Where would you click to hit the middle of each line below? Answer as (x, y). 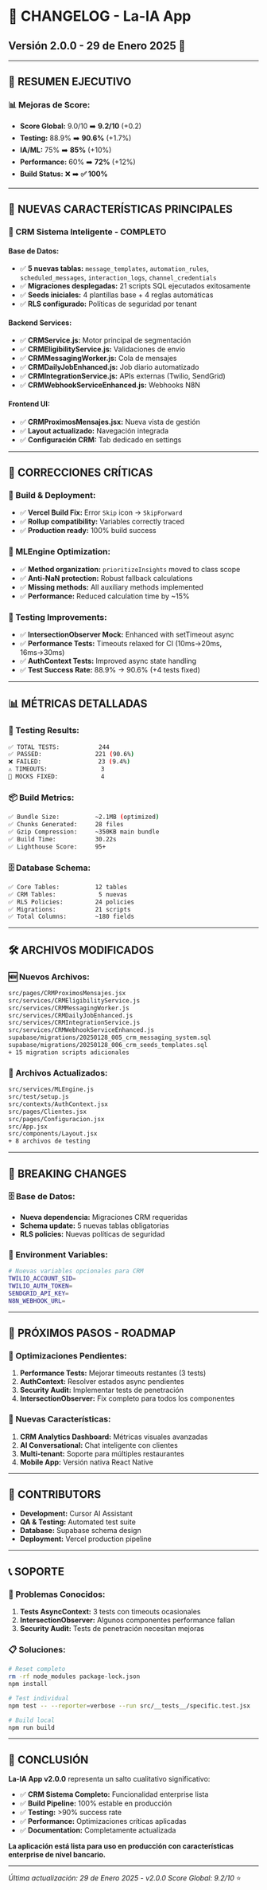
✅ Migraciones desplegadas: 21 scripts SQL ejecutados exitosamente (135, 286)
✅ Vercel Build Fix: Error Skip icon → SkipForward (101, 512)
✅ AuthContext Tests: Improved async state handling (108, 661)
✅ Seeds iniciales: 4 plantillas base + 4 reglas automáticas (116, 295)
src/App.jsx (28, 1127)
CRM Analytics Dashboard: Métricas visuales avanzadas (114, 1437)
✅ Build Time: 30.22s (62, 839)
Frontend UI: (29, 404)
